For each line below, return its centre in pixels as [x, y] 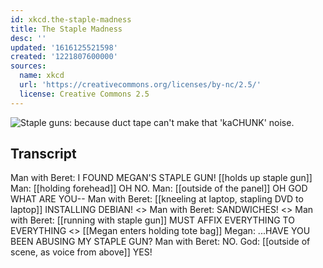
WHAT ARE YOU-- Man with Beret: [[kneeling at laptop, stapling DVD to [157, 199]
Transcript [43, 154]
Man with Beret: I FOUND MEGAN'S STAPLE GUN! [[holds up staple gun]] [161, 178]
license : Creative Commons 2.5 [84, 94]
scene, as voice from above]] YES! [81, 252]
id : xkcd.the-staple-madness [71, 19]
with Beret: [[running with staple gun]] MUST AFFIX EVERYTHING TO [152, 220]
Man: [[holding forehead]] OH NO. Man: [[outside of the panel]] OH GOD [159, 188]
